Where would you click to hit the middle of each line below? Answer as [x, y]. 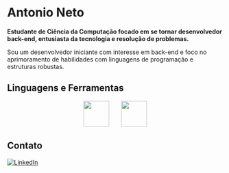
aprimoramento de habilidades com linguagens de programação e [100, 59]
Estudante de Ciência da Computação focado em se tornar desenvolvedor [115, 31]
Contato [25, 146]
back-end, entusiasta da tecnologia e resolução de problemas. [98, 38]
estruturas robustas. [36, 66]
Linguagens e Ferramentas [66, 88]
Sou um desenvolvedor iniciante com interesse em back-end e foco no [107, 52]
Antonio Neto [46, 13]
